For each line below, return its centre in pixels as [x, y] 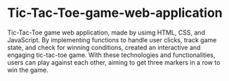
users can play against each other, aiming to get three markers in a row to [114, 62]
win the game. [28, 70]
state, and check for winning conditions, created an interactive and [104, 47]
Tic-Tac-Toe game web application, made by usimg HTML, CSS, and [106, 32]
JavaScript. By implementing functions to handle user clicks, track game [112, 39]
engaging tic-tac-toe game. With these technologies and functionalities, [111, 55]
